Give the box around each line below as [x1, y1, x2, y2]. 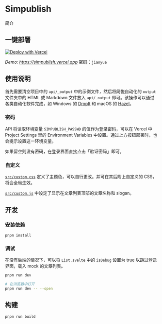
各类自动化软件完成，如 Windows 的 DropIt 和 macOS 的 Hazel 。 [5, 101, 134, 107]
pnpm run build [5, 314, 36, 319]
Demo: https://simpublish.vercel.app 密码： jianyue [5, 59, 107, 65]
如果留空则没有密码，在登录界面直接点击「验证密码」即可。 [5, 148, 124, 154]
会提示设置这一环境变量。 [5, 138, 56, 144]
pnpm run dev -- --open [5, 286, 53, 291]
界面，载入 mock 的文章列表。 [5, 263, 65, 269]
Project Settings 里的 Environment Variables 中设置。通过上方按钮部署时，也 [5, 132, 158, 138]
